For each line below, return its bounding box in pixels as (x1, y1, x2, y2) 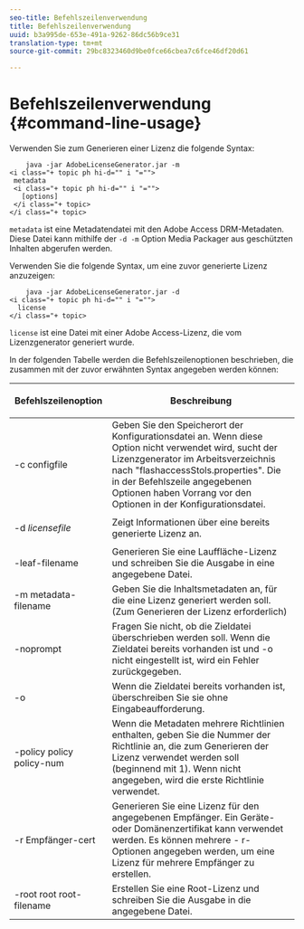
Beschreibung (170, 394, 233, 407)
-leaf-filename (14, 557, 79, 570)
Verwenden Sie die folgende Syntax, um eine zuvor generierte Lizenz (9, 261, 268, 271)
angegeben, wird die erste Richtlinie (111, 774, 265, 787)
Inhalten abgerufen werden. (9, 243, 113, 254)
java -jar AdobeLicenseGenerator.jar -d (25, 288, 180, 297)
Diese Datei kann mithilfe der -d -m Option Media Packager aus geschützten (9, 233, 293, 244)
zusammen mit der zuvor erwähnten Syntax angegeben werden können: (9, 364, 279, 375)
